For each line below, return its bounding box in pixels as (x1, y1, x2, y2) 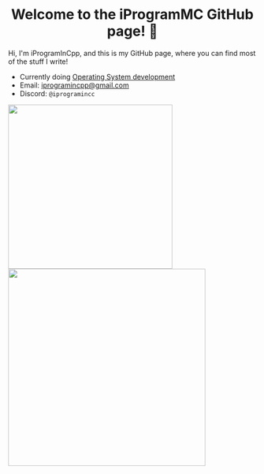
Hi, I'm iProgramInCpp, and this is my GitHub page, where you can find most (8, 48, 256, 58)
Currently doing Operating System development (19, 72, 176, 81)
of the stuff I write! (8, 57, 69, 66)
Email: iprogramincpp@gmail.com (19, 80, 129, 90)
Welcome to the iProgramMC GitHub (11, 6, 254, 24)
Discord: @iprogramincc (19, 88, 95, 98)
